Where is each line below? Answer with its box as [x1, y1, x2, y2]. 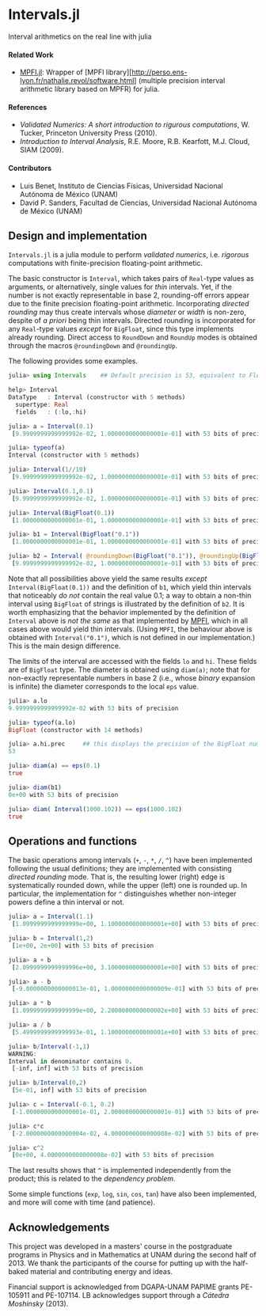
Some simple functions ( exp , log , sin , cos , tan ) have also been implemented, [8, 1189, 257, 1199]
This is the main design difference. [8, 641, 121, 650]
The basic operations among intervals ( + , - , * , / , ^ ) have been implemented [8, 855, 253, 865]
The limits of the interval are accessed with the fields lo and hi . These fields [8, 656, 257, 666]
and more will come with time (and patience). [8, 1197, 156, 1208]
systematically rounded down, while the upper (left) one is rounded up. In [8, 881, 248, 890]
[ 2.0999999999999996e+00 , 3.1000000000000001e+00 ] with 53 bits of [11, 963, 239, 971]
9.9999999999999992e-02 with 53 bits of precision [8, 704, 179, 712]
